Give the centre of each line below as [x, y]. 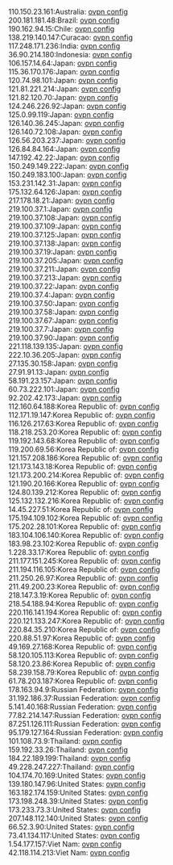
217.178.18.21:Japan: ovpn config [62, 200]
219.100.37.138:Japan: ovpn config [65, 243]
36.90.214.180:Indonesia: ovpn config [70, 55]
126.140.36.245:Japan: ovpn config [66, 123]
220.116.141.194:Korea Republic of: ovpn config [85, 612]
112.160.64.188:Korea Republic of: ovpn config [84, 406]
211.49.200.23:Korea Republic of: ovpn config [84, 586]
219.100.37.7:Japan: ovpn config [61, 329]
